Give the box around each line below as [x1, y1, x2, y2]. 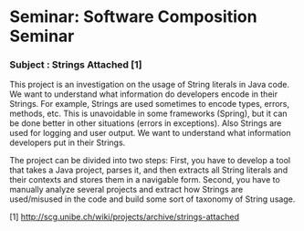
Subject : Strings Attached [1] [9, 58, 142, 71]
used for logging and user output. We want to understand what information [9, 128, 291, 139]
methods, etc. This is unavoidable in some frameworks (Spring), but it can [9, 108, 288, 120]
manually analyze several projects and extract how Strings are [9, 184, 244, 195]
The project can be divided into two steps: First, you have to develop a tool [9, 155, 290, 166]
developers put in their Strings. [9, 137, 126, 148]
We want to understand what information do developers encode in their [9, 89, 278, 100]
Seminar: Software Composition [9, 6, 257, 27]
